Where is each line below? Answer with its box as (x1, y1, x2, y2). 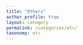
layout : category (6, 19, 49, 25)
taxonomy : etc (6, 30, 41, 36)
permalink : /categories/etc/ (6, 25, 78, 31)
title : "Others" (6, 8, 46, 15)
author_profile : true (6, 14, 59, 20)
